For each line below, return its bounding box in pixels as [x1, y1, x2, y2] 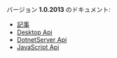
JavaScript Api [16, 43, 60, 51]
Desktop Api [16, 28, 53, 36]
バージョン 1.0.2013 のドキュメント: [6, 6, 111, 13]
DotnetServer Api [16, 36, 67, 43]
